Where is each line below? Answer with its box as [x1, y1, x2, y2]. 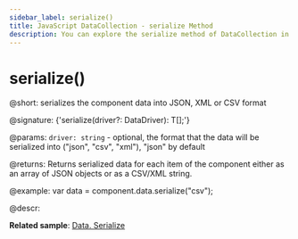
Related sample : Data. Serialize [9, 220, 126, 231]
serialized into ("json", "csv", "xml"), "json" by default [9, 142, 205, 152]
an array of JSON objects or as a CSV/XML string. [9, 169, 193, 179]
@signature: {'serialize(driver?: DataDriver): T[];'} [9, 115, 190, 126]
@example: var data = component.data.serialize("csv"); [9, 185, 214, 196]
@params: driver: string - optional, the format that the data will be [9, 132, 260, 143]
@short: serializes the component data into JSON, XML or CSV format [9, 97, 267, 108]
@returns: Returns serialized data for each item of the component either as [9, 159, 285, 169]
